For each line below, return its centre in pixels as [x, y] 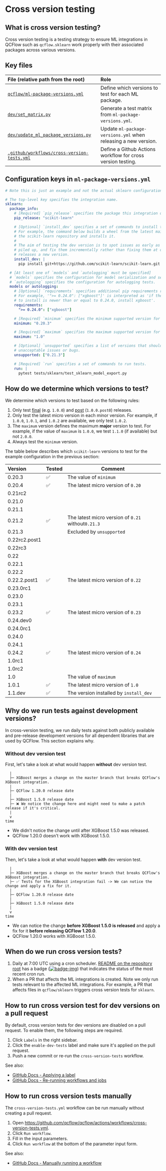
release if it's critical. [33, 808]
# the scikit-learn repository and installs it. [65, 236]
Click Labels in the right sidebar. [45, 1040]
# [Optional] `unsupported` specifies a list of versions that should [88, 346]
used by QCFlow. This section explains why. [50, 741]
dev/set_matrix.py [29, 114]
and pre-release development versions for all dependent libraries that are [80, 736]
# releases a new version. [42, 255]
